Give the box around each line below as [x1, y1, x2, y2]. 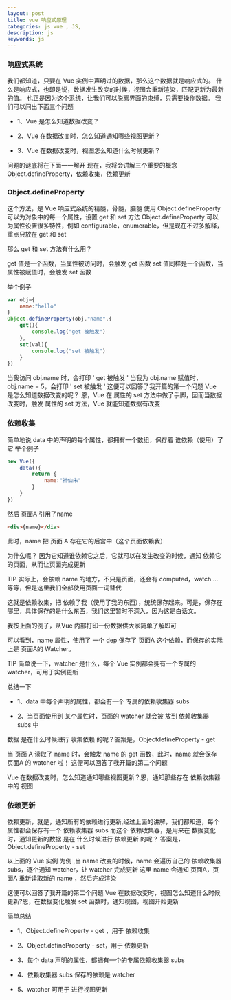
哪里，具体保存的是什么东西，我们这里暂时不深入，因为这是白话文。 [7, 606, 200, 614]
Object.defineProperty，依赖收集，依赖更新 [7, 170, 131, 178]
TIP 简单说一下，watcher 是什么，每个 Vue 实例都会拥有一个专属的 [7, 659, 197, 668]
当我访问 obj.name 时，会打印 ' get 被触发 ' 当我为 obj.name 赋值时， [7, 374, 203, 382]
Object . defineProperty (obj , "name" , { [7, 315, 112, 323]
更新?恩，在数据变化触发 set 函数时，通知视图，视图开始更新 [7, 897, 179, 906]
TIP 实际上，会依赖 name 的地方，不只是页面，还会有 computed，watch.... [7, 574, 219, 583]
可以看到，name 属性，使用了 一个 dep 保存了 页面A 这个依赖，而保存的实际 [7, 636, 223, 644]
